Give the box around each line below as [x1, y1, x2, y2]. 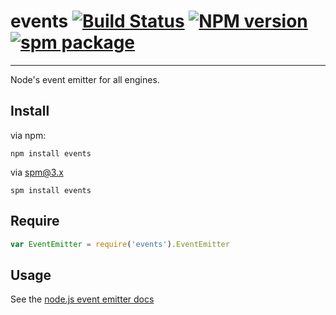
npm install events [10, 148, 92, 159]
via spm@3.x [10, 166, 64, 178]
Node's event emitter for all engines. [10, 73, 160, 85]
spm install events [10, 185, 92, 195]
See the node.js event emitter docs [10, 293, 155, 305]
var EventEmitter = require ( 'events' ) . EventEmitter [10, 239, 230, 249]
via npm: [10, 129, 47, 141]
